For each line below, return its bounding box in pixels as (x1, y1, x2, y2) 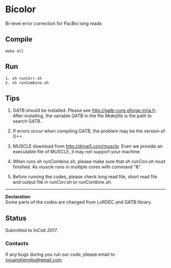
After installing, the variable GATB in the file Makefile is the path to (12, 113, 152, 119)
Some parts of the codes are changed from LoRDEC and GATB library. (5, 199, 152, 205)
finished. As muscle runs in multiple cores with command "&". (12, 164, 141, 170)
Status (5, 214, 27, 222)
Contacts (5, 240, 29, 247)
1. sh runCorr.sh (5, 76, 42, 81)
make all (5, 48, 24, 54)
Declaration (5, 194, 31, 200)
